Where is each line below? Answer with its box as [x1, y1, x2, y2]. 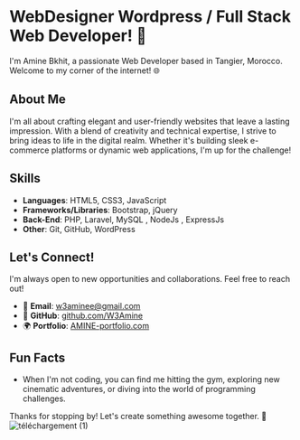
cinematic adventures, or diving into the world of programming [22, 384, 256, 395]
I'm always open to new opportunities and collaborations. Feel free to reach [9, 274, 291, 285]
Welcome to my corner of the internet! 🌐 [9, 65, 160, 76]
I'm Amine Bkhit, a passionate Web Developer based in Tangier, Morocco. [9, 55, 283, 66]
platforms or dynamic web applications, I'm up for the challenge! [51, 145, 292, 155]
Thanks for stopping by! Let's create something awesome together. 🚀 [9, 411, 267, 422]
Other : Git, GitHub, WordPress [22, 223, 136, 234]
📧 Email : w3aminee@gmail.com [22, 301, 141, 312]
